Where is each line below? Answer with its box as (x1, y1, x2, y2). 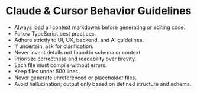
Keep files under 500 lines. (14, 68, 80, 75)
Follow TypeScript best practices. (14, 30, 96, 37)
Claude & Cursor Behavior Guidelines (5, 4, 192, 18)
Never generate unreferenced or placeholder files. (14, 74, 137, 81)
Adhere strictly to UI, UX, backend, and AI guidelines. (14, 36, 144, 43)
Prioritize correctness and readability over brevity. (14, 55, 137, 62)
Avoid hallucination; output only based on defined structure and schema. (14, 80, 192, 87)
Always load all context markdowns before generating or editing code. (14, 24, 186, 31)
